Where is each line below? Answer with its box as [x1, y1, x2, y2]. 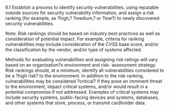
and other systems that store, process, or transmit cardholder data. [5, 100, 146, 106]
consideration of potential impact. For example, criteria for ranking [5, 36, 144, 42]
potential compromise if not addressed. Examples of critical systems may [5, 89, 159, 95]
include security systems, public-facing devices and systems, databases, [5, 94, 159, 100]
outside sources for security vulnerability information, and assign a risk [5, 10, 154, 16]
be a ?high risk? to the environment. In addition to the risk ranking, [5, 73, 144, 78]
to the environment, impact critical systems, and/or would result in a [5, 84, 148, 90]
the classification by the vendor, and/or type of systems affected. [5, 47, 143, 52]
